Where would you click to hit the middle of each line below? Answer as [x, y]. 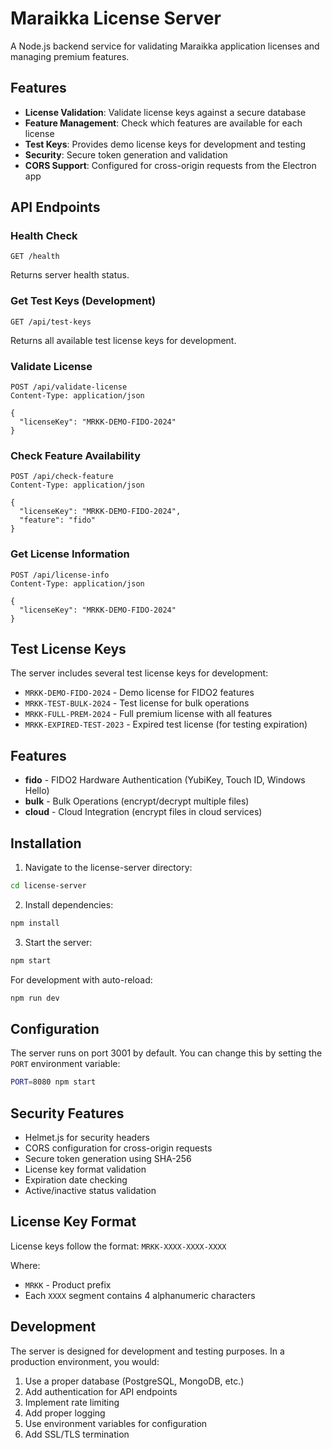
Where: [25, 1265]
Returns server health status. [70, 275]
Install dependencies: [69, 904]
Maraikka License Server [116, 18]
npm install [35, 923]
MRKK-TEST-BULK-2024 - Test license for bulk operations [137, 703]
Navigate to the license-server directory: [108, 868]
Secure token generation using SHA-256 [108, 1159]
